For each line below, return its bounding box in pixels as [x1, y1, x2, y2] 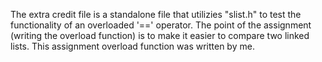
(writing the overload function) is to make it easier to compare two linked [10, 30, 310, 41]
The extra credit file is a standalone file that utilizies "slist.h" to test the [10, 9, 302, 20]
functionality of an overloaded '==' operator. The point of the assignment [10, 19, 312, 31]
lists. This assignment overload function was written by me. [10, 40, 255, 52]
